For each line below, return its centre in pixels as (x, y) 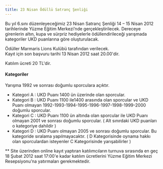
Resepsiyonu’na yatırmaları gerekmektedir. (48, 161)
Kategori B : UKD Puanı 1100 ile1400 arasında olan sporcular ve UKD (80, 100)
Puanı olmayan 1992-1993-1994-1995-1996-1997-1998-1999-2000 (79, 105)
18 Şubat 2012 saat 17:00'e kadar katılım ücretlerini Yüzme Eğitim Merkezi (79, 156)
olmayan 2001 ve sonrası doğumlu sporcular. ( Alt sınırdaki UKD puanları (84, 121)
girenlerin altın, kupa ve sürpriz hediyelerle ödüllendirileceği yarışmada (76, 34)
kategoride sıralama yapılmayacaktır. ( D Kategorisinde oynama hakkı (81, 136)
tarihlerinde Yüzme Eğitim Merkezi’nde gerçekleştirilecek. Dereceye (73, 29)
